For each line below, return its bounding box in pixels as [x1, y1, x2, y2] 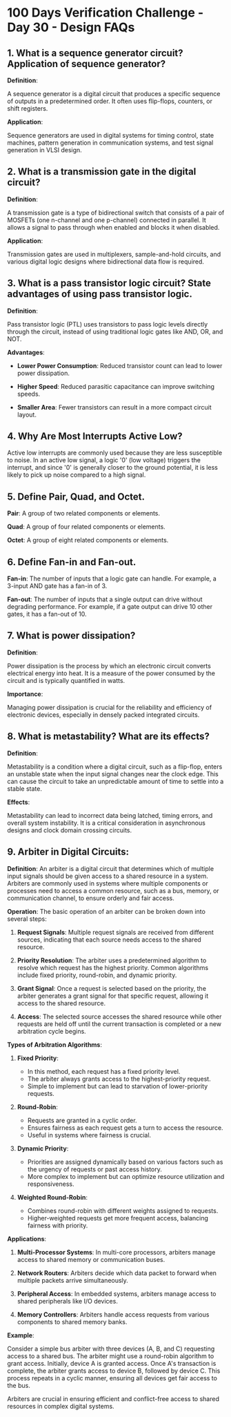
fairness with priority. [27, 1221, 88, 1229]
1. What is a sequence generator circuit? [7, 47, 184, 59]
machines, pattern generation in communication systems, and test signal [7, 138, 214, 147]
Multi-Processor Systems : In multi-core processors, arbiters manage [17, 1247, 216, 1256]
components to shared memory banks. [17, 1317, 128, 1326]
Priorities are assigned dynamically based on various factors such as [27, 1158, 223, 1166]
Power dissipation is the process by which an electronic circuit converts [7, 661, 212, 670]
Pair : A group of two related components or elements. [7, 509, 161, 518]
